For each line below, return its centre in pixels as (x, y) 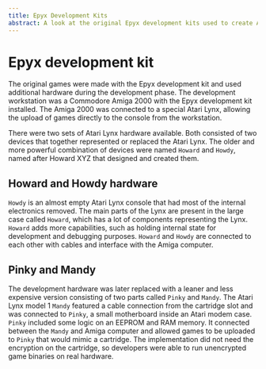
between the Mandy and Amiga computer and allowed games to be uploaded (132, 331)
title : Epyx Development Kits (58, 15)
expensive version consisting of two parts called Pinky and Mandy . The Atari (131, 298)
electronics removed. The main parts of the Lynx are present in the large (126, 211)
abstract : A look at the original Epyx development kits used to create (131, 23)
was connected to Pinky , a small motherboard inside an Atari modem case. (130, 314)
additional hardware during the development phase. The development (122, 93)
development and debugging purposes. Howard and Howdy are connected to (130, 236)
